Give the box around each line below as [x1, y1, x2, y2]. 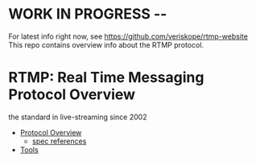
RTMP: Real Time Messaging [8, 69, 204, 87]
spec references [31, 136, 87, 146]
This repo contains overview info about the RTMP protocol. [8, 39, 204, 49]
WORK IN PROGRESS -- [8, 5, 167, 23]
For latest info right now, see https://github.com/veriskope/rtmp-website [8, 31, 248, 41]
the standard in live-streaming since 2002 [8, 112, 147, 122]
